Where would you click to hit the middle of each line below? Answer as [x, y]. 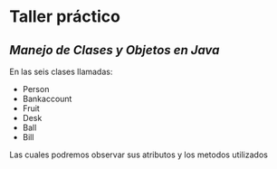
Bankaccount [47, 99]
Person [36, 89]
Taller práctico [65, 17]
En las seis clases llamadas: [61, 71]
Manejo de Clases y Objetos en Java [115, 50]
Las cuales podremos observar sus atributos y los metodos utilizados [139, 155]
